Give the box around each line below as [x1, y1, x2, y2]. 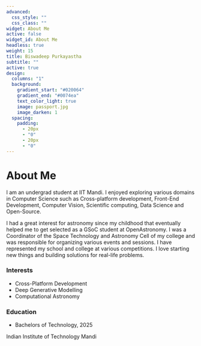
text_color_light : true [17, 98, 77, 104]
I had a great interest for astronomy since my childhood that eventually [6, 219, 181, 226]
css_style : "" [11, 14, 47, 20]
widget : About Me [6, 25, 50, 32]
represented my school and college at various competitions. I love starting [6, 244, 190, 252]
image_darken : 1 [17, 109, 58, 115]
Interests [6, 266, 33, 275]
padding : [17, 121, 39, 127]
